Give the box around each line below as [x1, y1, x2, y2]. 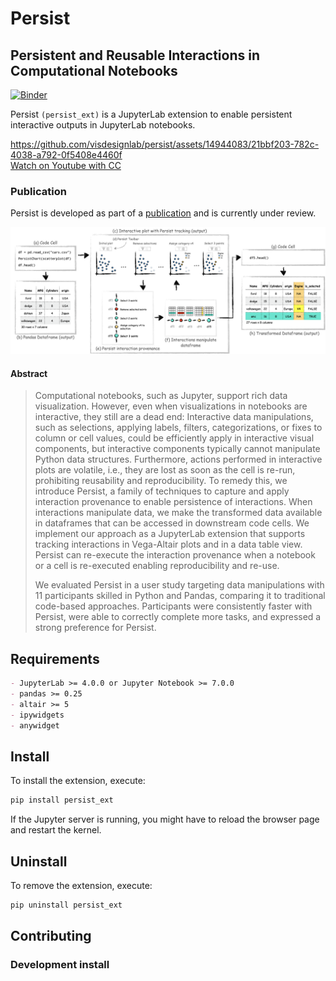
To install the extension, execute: [10, 775, 146, 787]
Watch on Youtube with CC [10, 160, 122, 171]
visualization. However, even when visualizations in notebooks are [34, 400, 308, 412]
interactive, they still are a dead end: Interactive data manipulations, [34, 411, 314, 423]
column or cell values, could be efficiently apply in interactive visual [34, 432, 315, 444]
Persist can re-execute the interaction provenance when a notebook [34, 549, 316, 561]
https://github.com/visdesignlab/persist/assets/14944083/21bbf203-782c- [10, 138, 320, 150]
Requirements [10, 650, 100, 667]
